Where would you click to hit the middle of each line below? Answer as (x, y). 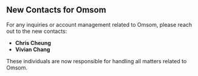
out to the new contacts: (37, 31)
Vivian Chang (32, 49)
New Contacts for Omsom (56, 10)
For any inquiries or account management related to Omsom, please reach (99, 24)
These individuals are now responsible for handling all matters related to (97, 61)
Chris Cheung (33, 43)
